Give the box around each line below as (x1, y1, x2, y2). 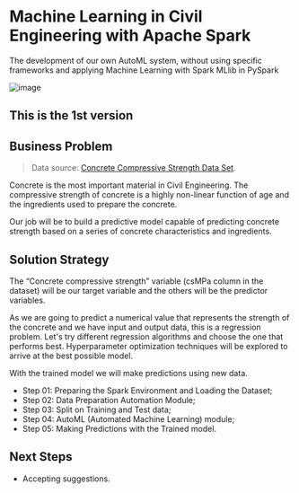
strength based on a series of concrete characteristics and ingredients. (9, 226, 272, 237)
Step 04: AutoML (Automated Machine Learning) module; (22, 413, 235, 424)
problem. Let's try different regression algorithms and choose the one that (9, 330, 284, 342)
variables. (9, 295, 46, 305)
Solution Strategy (9, 251, 110, 267)
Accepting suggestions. (22, 473, 110, 484)
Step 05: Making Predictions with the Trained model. (22, 423, 217, 434)
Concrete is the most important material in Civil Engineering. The (9, 180, 249, 190)
